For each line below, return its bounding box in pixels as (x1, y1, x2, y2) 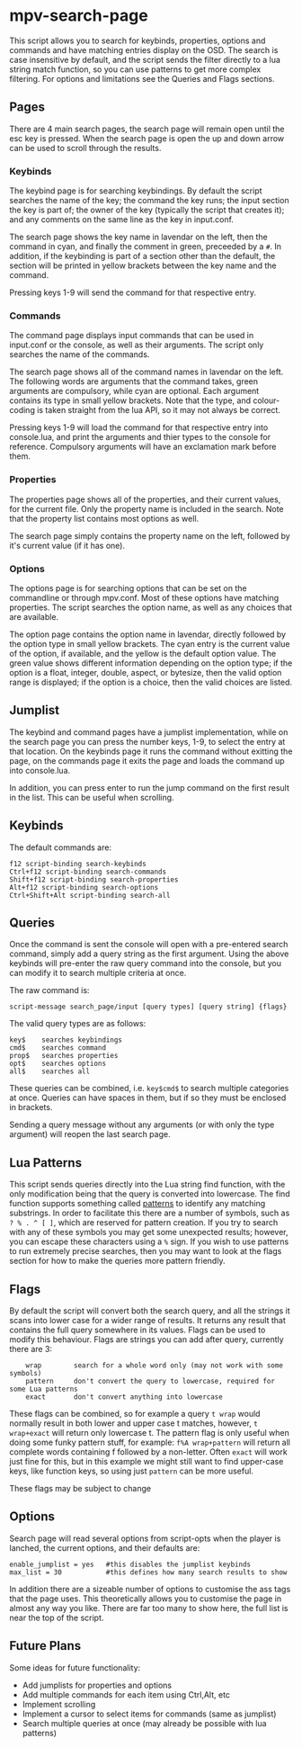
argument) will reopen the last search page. (9, 1129, 171, 1140)
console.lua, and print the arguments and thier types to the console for (9, 432, 271, 443)
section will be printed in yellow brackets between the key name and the (9, 260, 277, 271)
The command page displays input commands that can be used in (9, 330, 254, 341)
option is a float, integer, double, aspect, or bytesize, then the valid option (9, 667, 282, 677)
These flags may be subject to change (9, 1483, 151, 1493)
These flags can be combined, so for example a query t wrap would (9, 1409, 261, 1419)
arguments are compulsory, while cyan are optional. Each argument (9, 386, 260, 397)
